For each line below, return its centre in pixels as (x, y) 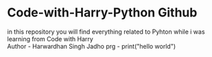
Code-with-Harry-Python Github (102, 13)
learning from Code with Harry (50, 38)
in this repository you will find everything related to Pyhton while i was (106, 32)
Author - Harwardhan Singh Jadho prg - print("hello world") (92, 46)
